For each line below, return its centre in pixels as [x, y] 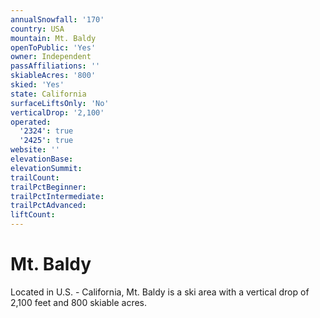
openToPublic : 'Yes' [53, 47]
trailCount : [35, 177]
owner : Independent [51, 57]
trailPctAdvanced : [48, 206]
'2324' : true [46, 131]
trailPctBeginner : [48, 187]
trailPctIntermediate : [57, 196]
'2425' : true [46, 141]
